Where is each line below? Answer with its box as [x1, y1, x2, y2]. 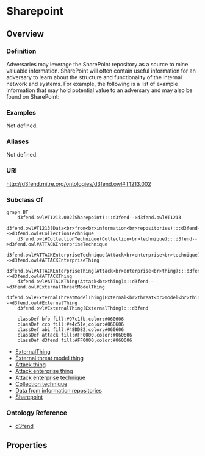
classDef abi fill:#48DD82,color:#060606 [17, 327, 124, 333]
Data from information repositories [15, 387, 103, 394]
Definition [6, 47, 37, 55]
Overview [6, 29, 45, 39]
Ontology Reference [6, 408, 67, 417]
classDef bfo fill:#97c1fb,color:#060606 [17, 316, 124, 322]
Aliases [6, 137, 29, 146]
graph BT [6, 209, 29, 216]
